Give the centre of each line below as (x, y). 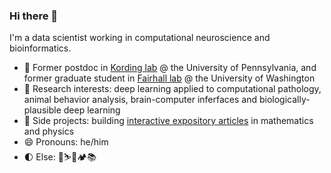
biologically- (284, 100)
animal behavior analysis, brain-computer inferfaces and (140, 100)
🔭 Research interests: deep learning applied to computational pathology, (172, 89)
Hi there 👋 (34, 16)
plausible (42, 110)
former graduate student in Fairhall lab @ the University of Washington (169, 78)
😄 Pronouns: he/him (66, 142)
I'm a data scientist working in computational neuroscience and (140, 38)
